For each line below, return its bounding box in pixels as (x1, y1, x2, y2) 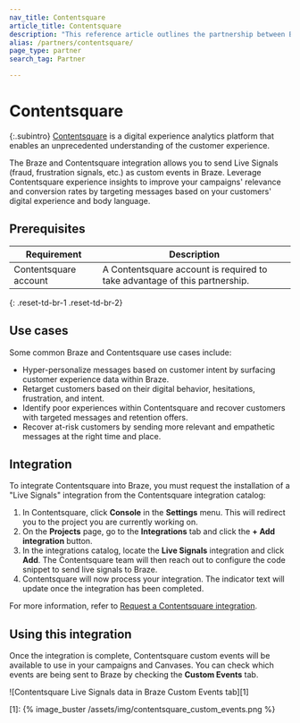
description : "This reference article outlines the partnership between (9, 30, 286, 38)
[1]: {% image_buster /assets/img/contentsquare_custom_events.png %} (9, 704, 276, 715)
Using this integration (9, 626, 132, 642)
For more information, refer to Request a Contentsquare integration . (9, 600, 258, 611)
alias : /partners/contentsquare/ (9, 38, 134, 47)
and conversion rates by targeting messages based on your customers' (9, 185, 272, 197)
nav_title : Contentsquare (9, 13, 105, 22)
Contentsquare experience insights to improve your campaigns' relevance (9, 176, 281, 187)
